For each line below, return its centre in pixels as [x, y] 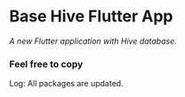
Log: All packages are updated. [66, 84]
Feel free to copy [46, 64]
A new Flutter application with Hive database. [93, 41]
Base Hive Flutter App [91, 16]
